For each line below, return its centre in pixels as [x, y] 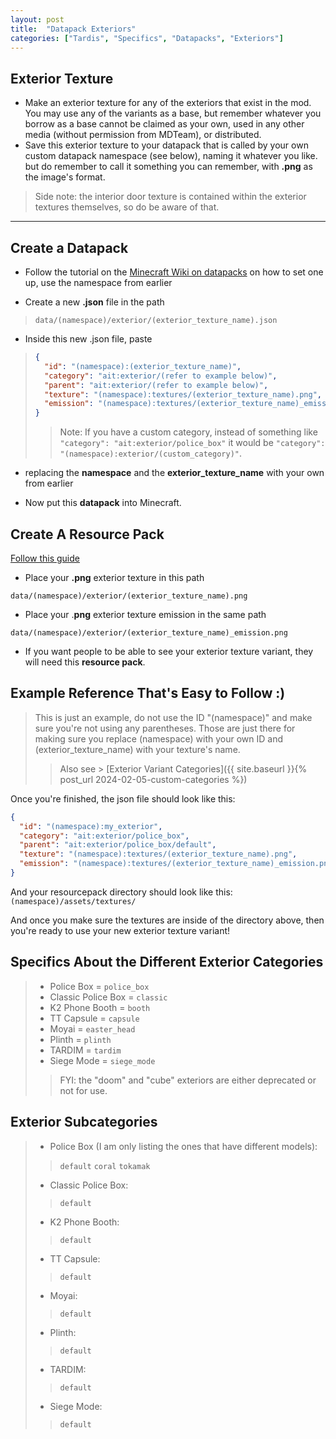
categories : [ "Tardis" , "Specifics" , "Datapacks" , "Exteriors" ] [147, 38]
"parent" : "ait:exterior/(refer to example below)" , [156, 385]
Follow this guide [45, 558]
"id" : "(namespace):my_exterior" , [91, 826]
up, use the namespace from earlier [98, 282]
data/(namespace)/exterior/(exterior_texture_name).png [129, 596]
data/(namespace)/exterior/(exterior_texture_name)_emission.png [149, 632]
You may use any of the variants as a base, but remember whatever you [173, 113]
